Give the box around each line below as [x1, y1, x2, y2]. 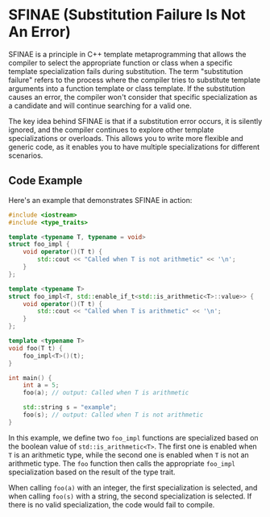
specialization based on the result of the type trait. [8, 467, 176, 477]
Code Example [8, 174, 83, 188]
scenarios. [8, 151, 44, 160]
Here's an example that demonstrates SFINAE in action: [8, 195, 193, 205]
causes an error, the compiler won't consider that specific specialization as [8, 92, 258, 101]
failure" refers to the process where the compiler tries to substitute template [8, 75, 261, 85]
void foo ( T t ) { [8, 344, 63, 352]
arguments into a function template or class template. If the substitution [8, 83, 246, 93]
